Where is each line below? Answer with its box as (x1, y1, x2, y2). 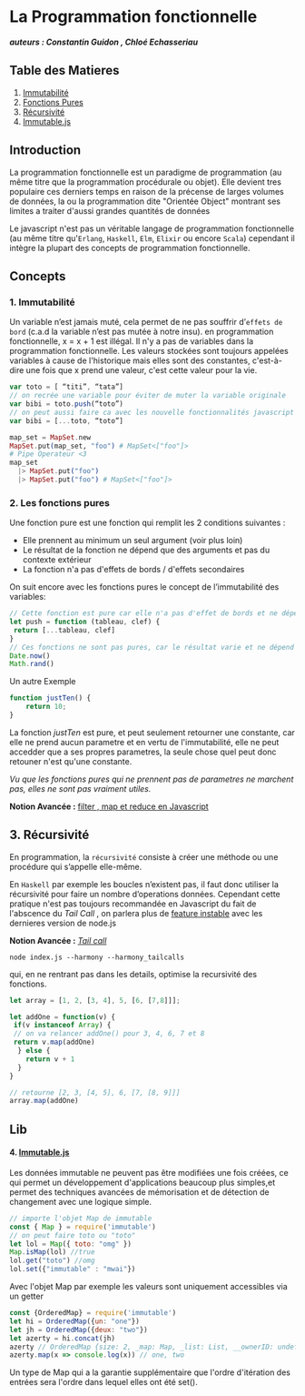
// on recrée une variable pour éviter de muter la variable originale (9, 391, 286, 400)
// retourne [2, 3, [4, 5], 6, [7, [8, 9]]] (9, 1087, 181, 1098)
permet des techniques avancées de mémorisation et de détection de (9, 1186, 270, 1198)
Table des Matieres (9, 63, 120, 78)
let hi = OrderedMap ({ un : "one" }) (9, 1317, 141, 1326)
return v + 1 (25, 1054, 75, 1064)
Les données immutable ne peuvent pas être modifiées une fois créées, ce (9, 1167, 289, 1178)
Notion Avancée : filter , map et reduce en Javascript (9, 801, 209, 812)
